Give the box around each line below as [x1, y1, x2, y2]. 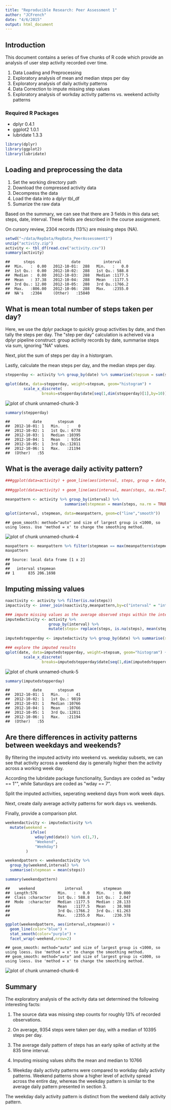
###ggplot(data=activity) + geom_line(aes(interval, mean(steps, [5, 488, 147, 493]
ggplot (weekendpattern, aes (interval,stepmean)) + [5, 921, 115, 927]
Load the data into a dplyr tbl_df [12, 195, 80, 201]
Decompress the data [12, 190, 59, 196]
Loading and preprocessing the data [5, 166, 123, 174]
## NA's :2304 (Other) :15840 [5, 291, 90, 296]
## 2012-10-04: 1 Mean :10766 [5, 706, 81, 711]
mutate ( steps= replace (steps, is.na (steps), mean [48, 626, 156, 631]
